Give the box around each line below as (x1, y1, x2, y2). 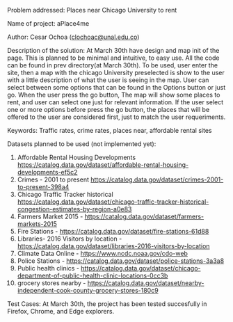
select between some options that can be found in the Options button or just (7, 83, 226, 91)
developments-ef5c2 (17, 168, 78, 176)
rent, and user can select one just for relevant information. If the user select (7, 98, 224, 106)
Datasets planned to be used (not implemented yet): (7, 140, 156, 148)
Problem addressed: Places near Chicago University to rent (7, 6, 177, 14)
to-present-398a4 (17, 183, 70, 191)
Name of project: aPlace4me (7, 19, 90, 27)
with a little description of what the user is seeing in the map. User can (7, 76, 209, 84)
